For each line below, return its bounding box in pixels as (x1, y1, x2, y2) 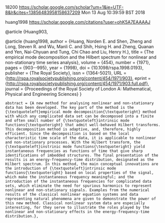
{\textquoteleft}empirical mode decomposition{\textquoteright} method (5, 109, 156, 114)
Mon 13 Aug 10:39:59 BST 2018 (81, 9, 145, 15)
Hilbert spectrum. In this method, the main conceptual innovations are (5, 161, 159, 166)
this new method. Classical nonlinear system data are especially (5, 201, 145, 206)
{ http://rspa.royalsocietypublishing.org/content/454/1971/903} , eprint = (5, 75, 151, 81)
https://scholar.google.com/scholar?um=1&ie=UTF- (19, 4, 124, 10)
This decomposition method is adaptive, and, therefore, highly (5, 127, 141, 132)
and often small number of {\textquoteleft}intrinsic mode (5, 118, 130, 123)
